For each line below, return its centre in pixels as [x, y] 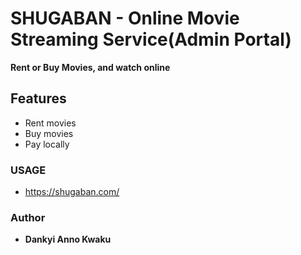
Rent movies [50, 123]
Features [38, 98]
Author [28, 217]
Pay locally [47, 144]
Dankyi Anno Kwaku [68, 239]
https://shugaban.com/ [72, 192]
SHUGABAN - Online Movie [125, 18]
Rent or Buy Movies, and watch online [90, 67]
